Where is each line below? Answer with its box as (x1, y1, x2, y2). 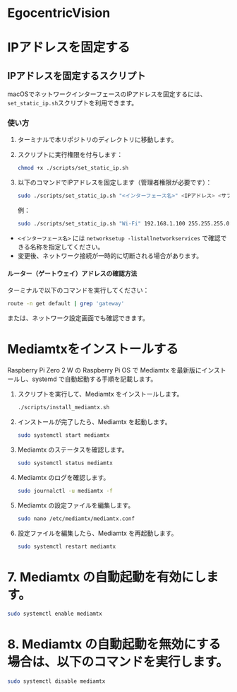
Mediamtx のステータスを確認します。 (17, 445, 128, 454)
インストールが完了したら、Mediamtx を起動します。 (17, 418, 171, 426)
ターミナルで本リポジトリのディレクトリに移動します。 (17, 136, 178, 144)
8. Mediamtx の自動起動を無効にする (7, 636, 221, 652)
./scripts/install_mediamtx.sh (17, 404, 110, 411)
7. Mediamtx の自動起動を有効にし (7, 569, 207, 585)
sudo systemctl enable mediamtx (7, 610, 102, 618)
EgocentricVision (7, 5, 111, 21)
